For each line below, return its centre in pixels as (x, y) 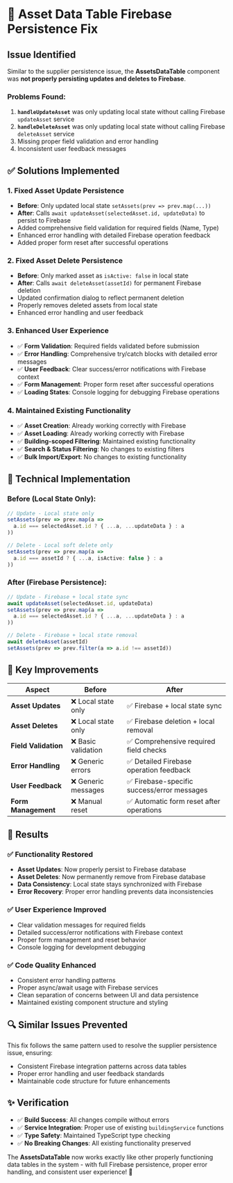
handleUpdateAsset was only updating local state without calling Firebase (121, 112)
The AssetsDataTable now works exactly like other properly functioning (110, 1157)
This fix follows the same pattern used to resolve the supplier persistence (112, 1045)
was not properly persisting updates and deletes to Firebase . (96, 79)
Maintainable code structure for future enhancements (94, 1081)
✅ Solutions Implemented (63, 171)
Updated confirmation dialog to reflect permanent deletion (101, 298)
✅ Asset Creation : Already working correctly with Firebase (102, 425)
